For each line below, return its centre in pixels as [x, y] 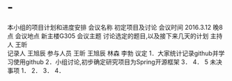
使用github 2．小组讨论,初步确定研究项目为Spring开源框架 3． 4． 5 [111, 62]
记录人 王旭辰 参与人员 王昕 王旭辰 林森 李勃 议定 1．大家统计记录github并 [113, 53]
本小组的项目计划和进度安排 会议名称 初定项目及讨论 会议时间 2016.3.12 [109, 27]
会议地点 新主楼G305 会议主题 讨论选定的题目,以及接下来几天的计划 [112, 36]
